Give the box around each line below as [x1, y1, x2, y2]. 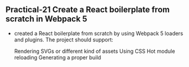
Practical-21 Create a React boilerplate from [5, 5, 170, 15]
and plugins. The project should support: [14, 36, 113, 43]
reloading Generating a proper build [14, 53, 102, 61]
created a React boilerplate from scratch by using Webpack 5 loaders [14, 30, 184, 37]
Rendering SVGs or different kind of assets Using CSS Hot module [14, 47, 175, 55]
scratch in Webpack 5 [5, 14, 87, 24]
